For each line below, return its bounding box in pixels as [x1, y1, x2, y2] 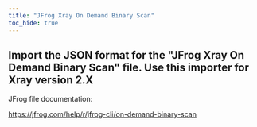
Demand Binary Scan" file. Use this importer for [8, 60, 249, 74]
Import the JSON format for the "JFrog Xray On [8, 48, 245, 62]
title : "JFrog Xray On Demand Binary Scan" [8, 11, 155, 20]
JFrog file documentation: [8, 94, 93, 104]
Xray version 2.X [8, 73, 94, 87]
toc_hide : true [8, 19, 59, 27]
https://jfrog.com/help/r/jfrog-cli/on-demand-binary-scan [8, 110, 197, 119]
